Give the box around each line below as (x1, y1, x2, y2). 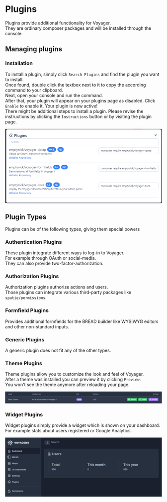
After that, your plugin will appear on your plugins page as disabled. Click (5, 98, 156, 103)
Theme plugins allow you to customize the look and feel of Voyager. (5, 371, 144, 377)
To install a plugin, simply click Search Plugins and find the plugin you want (5, 71, 160, 77)
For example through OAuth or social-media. (5, 255, 96, 261)
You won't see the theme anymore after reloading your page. (5, 382, 130, 388)
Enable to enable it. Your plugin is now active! (5, 103, 98, 109)
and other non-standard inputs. (5, 323, 70, 329)
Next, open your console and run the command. (5, 92, 103, 98)
